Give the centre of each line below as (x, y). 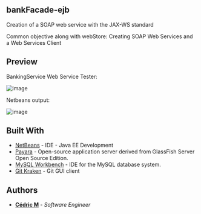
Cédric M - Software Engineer (53, 205)
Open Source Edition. (41, 158)
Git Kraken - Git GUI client (47, 171)
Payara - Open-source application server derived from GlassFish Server (105, 152)
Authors (22, 190)
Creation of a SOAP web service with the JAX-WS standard (80, 24)
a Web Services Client (34, 42)
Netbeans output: (28, 100)
